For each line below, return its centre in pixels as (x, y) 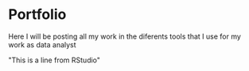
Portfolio (37, 15)
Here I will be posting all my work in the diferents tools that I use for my (124, 36)
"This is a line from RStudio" (54, 60)
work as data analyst (43, 44)
